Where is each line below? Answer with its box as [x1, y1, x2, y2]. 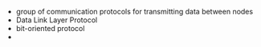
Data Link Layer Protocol [15, 15, 98, 25]
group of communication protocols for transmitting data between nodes [15, 7, 254, 16]
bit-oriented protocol [15, 24, 85, 33]
